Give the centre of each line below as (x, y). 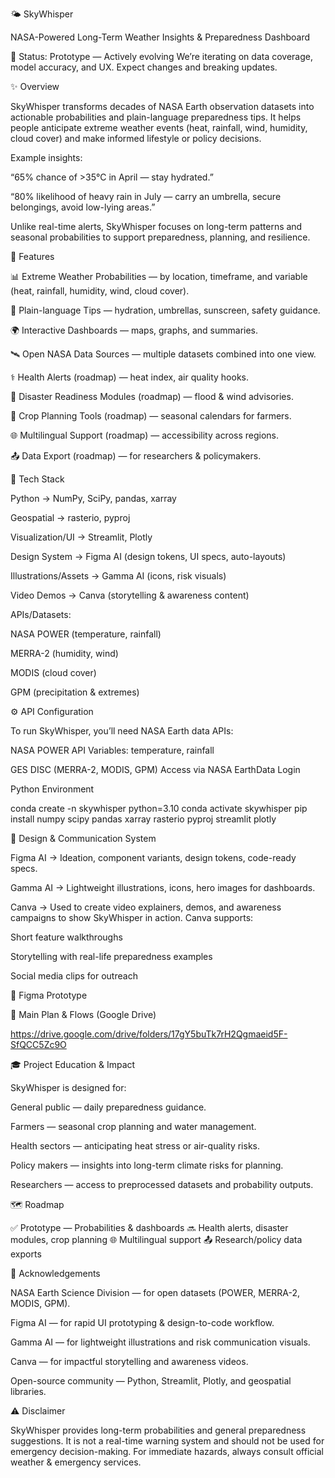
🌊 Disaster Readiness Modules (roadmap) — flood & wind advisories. (152, 396)
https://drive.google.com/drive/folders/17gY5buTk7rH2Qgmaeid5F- (149, 1034)
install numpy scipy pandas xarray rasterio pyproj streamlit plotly (143, 819)
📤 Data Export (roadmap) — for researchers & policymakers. (136, 456)
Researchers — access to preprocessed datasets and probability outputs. (162, 1184)
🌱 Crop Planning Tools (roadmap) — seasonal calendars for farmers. (151, 416)
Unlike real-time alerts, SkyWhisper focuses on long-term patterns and (156, 226)
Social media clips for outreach (74, 976)
